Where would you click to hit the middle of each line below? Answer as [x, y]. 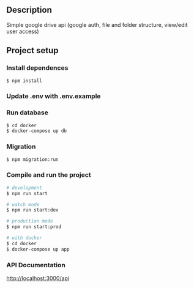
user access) [23, 31]
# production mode [30, 221]
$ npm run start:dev [33, 210]
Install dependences [37, 68]
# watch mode [23, 204]
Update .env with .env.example [54, 96]
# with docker [24, 238]
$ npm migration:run [33, 159]
